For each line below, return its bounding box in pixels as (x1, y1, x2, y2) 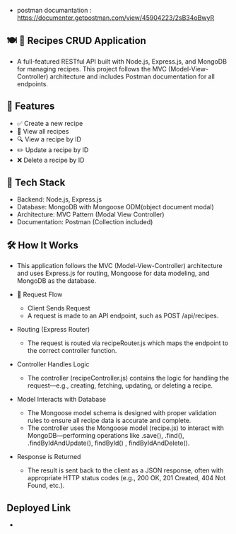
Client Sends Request (27, 304, 90, 313)
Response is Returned (16, 453, 81, 461)
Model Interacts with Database (16, 395, 107, 404)
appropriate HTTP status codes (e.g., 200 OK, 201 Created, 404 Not (27, 474, 226, 482)
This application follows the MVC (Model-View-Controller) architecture (16, 262, 223, 270)
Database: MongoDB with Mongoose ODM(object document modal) (16, 203, 215, 211)
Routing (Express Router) (16, 325, 90, 334)
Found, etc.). (27, 481, 65, 490)
